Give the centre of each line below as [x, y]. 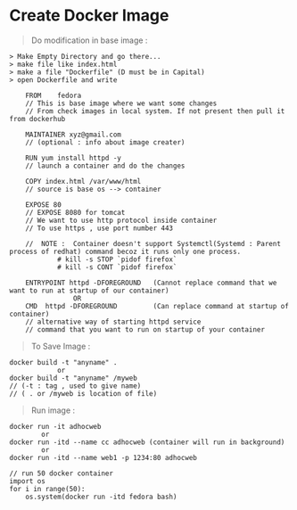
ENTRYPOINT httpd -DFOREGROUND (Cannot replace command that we [151, 283]
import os [28, 481]
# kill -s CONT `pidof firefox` [117, 267]
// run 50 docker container [62, 473]
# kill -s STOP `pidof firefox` [117, 259]
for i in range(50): [48, 489]
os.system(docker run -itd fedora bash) [101, 497]
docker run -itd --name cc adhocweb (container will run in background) [147, 442]
